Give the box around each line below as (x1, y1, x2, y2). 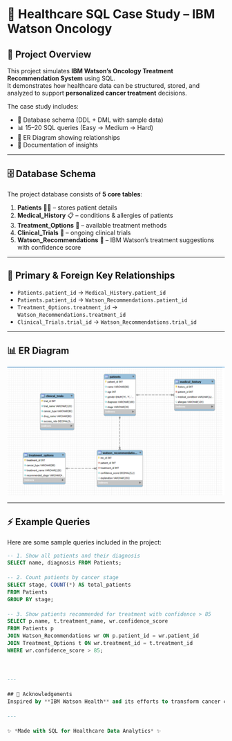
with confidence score (17, 243, 81, 251)
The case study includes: (7, 102, 79, 110)
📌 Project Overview (7, 48, 92, 60)
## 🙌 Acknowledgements (7, 691, 72, 698)
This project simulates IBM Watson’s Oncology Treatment (7, 67, 174, 75)
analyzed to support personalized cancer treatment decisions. (7, 89, 188, 97)
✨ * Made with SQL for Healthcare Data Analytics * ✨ (7, 727, 162, 734)
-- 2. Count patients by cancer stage (7, 574, 119, 581)
